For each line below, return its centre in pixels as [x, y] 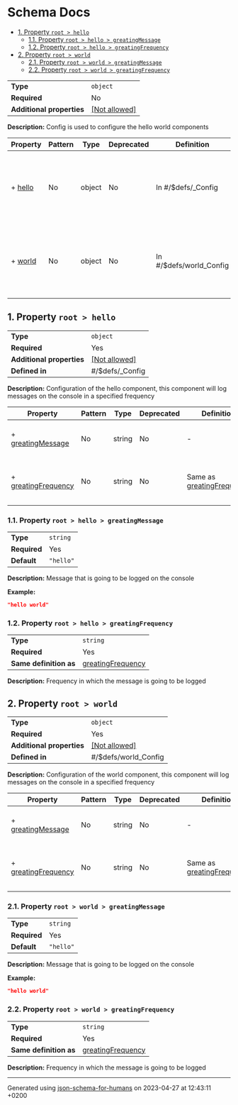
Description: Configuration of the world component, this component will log [118, 774]
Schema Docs [49, 12]
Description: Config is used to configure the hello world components [108, 127]
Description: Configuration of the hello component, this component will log [117, 388]
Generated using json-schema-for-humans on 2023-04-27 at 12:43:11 [109, 1088]
